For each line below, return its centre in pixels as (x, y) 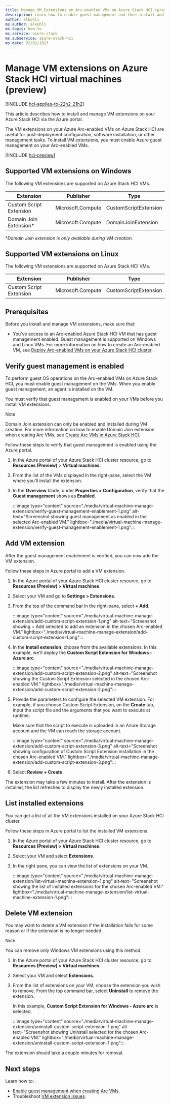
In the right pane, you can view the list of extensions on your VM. (80, 866)
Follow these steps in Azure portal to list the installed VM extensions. (77, 831)
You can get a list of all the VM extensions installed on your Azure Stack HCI (85, 815)
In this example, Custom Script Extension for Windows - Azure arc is (85, 1006)
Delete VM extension (39, 913)
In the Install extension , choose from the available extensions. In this (84, 647)
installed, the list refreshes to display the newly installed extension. (75, 787)
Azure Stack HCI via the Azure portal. (44, 119)
